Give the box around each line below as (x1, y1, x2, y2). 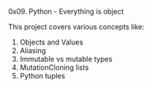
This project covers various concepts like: (8, 22, 145, 31)
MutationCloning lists (19, 63, 89, 72)
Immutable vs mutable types (19, 55, 113, 63)
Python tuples (19, 71, 66, 80)
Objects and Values (19, 37, 84, 47)
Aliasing (19, 46, 46, 55)
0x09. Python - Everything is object (8, 7, 124, 16)
